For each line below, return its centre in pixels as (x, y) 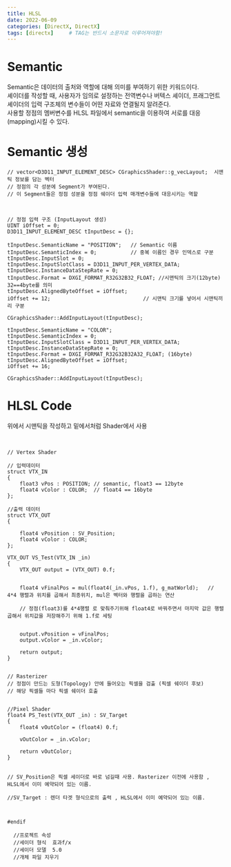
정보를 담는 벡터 (34, 180)
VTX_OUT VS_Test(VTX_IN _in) (49, 558)
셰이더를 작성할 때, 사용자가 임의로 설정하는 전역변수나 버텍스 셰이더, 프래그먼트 (114, 96)
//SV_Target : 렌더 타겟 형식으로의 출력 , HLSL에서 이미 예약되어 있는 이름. (106, 798)
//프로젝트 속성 (32, 836)
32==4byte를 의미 (30, 285)
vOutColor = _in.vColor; (55, 740)
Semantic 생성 (48, 152)
